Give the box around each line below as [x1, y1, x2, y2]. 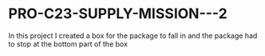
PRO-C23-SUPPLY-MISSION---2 [8, 5, 227, 23]
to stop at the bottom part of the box [8, 39, 128, 48]
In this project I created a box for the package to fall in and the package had [8, 31, 258, 40]
